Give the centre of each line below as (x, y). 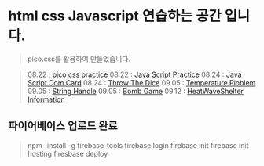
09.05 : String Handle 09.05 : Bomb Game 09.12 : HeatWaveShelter (135, 91)
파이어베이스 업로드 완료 (63, 126)
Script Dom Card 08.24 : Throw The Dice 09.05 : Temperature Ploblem (141, 82)
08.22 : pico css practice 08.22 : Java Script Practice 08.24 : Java (134, 74)
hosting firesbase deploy (68, 153)
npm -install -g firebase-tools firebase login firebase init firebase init (138, 145)
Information (46, 99)
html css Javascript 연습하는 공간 (115, 16)
